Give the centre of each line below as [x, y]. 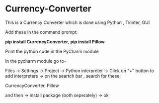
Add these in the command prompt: [41, 32]
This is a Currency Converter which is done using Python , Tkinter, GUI [78, 22]
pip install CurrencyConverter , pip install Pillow [55, 42]
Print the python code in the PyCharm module [52, 51]
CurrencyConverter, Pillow [32, 86]
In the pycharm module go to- [36, 61]
